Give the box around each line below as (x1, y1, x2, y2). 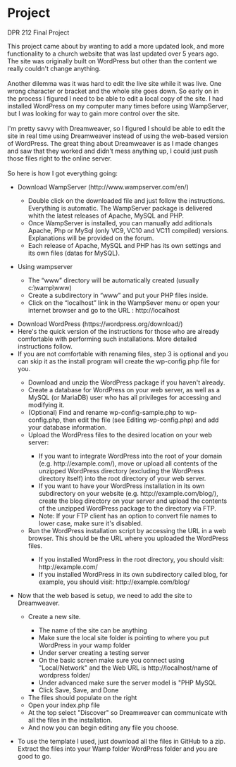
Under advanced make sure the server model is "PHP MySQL (38, 678, 217, 687)
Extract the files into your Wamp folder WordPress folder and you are (17, 744, 218, 753)
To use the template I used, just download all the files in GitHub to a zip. (17, 737, 225, 745)
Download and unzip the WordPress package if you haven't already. (27, 378, 225, 387)
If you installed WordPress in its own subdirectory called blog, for (38, 570, 228, 578)
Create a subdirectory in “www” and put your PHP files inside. (27, 291, 209, 299)
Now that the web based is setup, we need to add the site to (17, 591, 192, 599)
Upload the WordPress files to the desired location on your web (27, 430, 213, 439)
